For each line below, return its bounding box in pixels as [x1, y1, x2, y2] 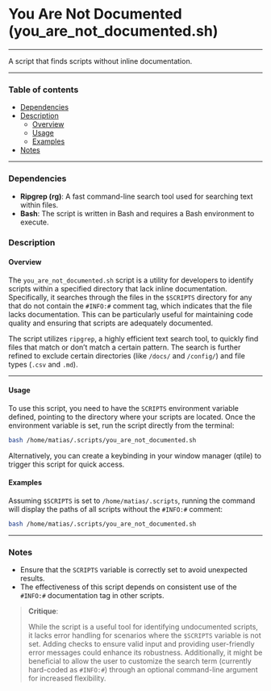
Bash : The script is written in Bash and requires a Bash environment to [19, 208, 255, 218]
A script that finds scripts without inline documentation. [8, 56, 193, 65]
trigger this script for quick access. [8, 459, 125, 469]
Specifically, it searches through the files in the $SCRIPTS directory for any [8, 292, 252, 302]
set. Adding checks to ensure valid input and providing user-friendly [27, 639, 256, 649]
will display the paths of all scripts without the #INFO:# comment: [8, 504, 223, 513]
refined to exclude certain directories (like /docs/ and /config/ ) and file [8, 350, 246, 360]
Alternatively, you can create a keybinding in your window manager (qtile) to [8, 450, 262, 460]
